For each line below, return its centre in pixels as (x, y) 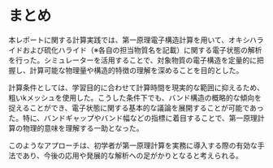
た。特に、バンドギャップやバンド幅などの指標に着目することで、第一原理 (133, 118)
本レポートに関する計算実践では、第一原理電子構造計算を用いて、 (119, 40)
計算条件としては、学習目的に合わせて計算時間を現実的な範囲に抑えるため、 (136, 87)
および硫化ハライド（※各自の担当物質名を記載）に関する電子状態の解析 (142, 50)
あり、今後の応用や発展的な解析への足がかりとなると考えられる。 (132, 155)
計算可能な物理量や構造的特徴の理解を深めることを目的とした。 (136, 70)
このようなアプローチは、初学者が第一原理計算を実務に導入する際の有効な (133, 145)
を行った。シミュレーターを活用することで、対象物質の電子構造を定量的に (133, 60)
